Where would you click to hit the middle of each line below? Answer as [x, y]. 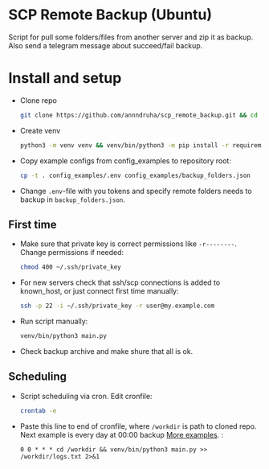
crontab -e [38, 411]
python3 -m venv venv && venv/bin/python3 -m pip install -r [124, 145]
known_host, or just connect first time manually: [99, 291]
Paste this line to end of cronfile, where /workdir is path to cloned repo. [138, 426]
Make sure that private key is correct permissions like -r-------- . [128, 244]
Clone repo [39, 100]
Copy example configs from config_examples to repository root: [125, 160]
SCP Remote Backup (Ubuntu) [110, 15]
